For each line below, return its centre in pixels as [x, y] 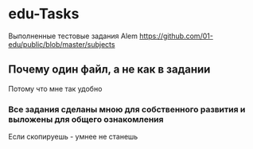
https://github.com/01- [176, 36]
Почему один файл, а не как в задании [109, 70]
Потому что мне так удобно [55, 88]
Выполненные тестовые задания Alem [73, 36]
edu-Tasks [44, 14]
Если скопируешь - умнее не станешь [73, 137]
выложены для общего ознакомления [86, 119]
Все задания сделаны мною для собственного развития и [127, 109]
